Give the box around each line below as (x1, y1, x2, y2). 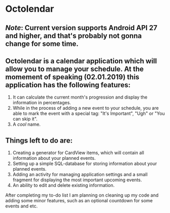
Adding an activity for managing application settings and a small (12, 172, 148, 178)
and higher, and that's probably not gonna (5, 31, 142, 40)
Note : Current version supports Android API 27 (5, 23, 157, 32)
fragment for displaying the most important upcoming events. (12, 177, 142, 183)
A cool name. (12, 121, 41, 128)
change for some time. (5, 39, 79, 48)
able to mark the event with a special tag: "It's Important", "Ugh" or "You (12, 110, 165, 116)
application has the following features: (5, 80, 131, 89)
